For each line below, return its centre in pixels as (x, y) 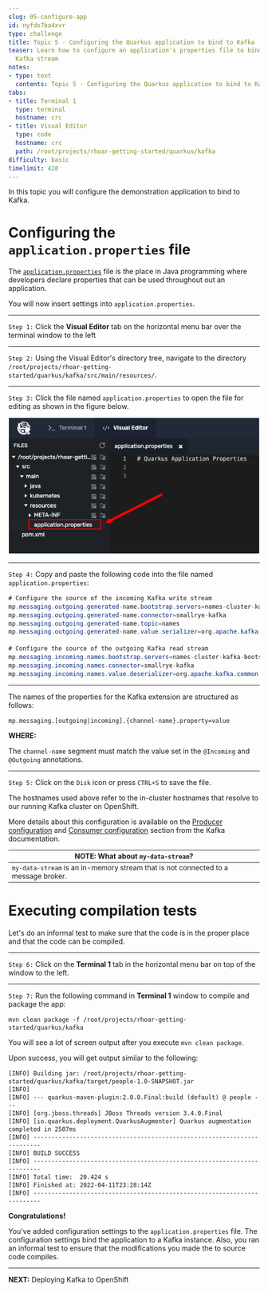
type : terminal (41, 109)
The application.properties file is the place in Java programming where (128, 272)
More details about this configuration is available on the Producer (116, 822)
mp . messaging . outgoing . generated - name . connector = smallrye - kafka (117, 615)
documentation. (34, 838)
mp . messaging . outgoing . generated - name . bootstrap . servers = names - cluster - (132, 607)
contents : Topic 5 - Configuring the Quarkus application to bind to (133, 84)
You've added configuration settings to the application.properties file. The (133, 1231)
